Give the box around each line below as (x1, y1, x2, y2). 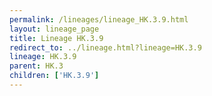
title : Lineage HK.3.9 (9, 33, 104, 43)
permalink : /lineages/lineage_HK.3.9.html (9, 14, 189, 25)
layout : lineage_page (9, 24, 100, 34)
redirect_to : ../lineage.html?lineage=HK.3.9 (9, 42, 202, 53)
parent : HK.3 (9, 61, 64, 71)
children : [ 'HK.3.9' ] (9, 71, 100, 81)
